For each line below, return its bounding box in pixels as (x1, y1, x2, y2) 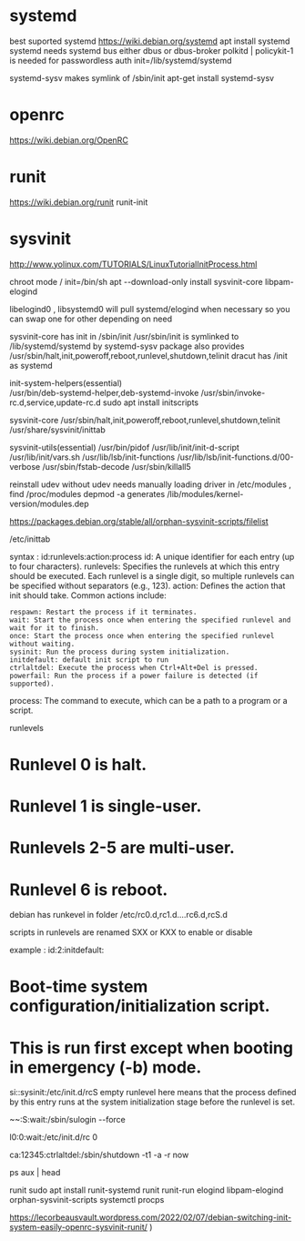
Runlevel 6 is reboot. (9, 880, 168, 900)
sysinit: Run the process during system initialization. (9, 647, 230, 656)
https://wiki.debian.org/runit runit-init (9, 197, 148, 208)
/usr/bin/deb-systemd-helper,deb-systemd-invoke (9, 387, 199, 398)
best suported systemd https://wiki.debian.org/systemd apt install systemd (9, 36, 290, 46)
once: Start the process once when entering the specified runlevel (9, 631, 275, 640)
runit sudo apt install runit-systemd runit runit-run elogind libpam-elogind (9, 1185, 284, 1195)
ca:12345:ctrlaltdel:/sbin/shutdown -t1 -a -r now (9, 1149, 189, 1161)
